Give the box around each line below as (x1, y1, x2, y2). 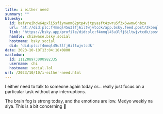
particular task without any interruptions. (5, 88, 86, 95)
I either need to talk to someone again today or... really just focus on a (5, 83, 145, 89)
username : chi (9, 61, 38, 66)
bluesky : (5, 16, 23, 21)
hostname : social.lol (9, 66, 53, 71)
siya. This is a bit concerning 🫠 (5, 103, 66, 109)
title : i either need (5, 7, 49, 12)
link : (9, 30, 21, 34)
